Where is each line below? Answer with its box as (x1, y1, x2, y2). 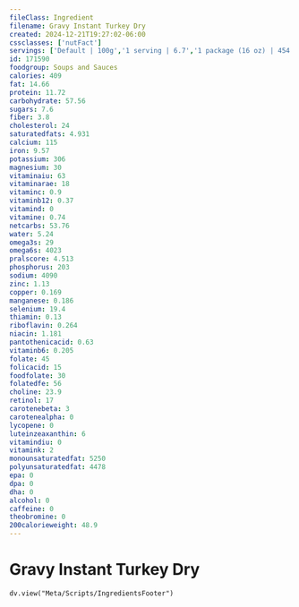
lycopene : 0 (9, 421, 54, 430)
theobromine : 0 (9, 512, 66, 522)
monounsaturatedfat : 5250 (9, 454, 106, 464)
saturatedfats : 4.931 (9, 130, 90, 139)
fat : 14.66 (9, 80, 50, 89)
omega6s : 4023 (9, 246, 63, 255)
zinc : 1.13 (9, 279, 50, 288)
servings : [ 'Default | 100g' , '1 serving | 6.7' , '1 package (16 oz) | (9, 47, 275, 56)
